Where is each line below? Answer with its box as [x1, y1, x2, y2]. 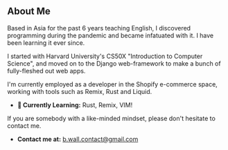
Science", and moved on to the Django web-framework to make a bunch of [7, 59, 221, 68]
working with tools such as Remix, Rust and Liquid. [7, 87, 152, 95]
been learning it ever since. [7, 38, 85, 47]
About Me [7, 6, 51, 17]
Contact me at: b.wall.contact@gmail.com [17, 135, 139, 143]
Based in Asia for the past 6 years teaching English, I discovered [7, 24, 191, 32]
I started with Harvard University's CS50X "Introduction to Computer [7, 52, 203, 60]
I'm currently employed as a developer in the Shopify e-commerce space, [7, 79, 218, 88]
